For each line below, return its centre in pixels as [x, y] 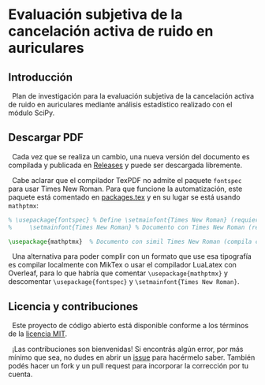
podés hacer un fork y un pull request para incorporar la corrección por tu [129, 366]
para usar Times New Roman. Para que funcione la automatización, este [125, 189]
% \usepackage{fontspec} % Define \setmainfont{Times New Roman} [118, 220]
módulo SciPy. [32, 113]
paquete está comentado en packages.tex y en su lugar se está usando [124, 197]
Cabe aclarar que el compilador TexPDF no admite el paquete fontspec [127, 180]
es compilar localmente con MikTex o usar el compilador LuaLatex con [122, 265]
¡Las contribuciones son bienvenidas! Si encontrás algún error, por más [127, 349]
